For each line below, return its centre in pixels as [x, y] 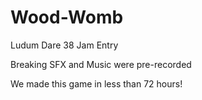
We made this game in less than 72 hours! [96, 83]
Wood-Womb [67, 17]
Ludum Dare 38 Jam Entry [64, 45]
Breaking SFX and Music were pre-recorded [101, 64]
